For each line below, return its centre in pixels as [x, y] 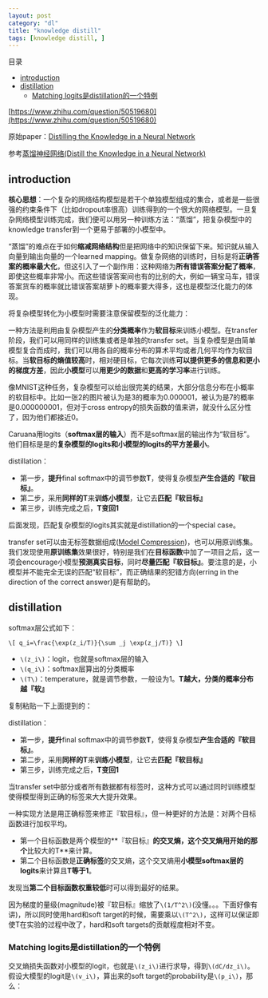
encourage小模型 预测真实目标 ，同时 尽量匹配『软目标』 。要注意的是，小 [139, 562]
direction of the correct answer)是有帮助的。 [82, 582]
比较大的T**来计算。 [62, 850]
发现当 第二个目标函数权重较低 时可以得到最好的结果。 [96, 887]
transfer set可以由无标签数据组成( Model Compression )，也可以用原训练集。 [133, 542]
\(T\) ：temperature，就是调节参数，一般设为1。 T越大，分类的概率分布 [136, 678]
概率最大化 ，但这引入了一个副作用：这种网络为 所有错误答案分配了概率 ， [141, 266]
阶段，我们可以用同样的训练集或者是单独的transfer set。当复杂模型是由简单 [132, 340]
